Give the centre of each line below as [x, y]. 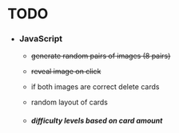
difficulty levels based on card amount [97, 121]
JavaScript [41, 39]
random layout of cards [70, 102]
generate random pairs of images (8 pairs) [101, 56]
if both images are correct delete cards [95, 87]
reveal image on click [66, 72]
